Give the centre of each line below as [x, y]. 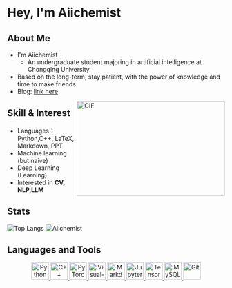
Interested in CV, [41, 182]
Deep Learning [38, 168]
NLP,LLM [30, 190]
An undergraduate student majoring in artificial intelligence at [115, 62]
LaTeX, [65, 138]
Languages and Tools [54, 250]
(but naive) [32, 160]
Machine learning [42, 153]
